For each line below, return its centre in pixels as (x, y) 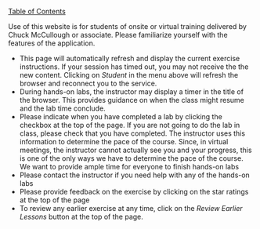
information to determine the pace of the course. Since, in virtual (124, 142)
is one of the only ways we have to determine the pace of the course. (132, 158)
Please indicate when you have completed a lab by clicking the (121, 116)
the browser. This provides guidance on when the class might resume (132, 100)
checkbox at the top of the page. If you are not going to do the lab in (130, 125)
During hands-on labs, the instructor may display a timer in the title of (132, 92)
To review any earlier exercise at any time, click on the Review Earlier (131, 208)
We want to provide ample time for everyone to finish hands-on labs (129, 167)
